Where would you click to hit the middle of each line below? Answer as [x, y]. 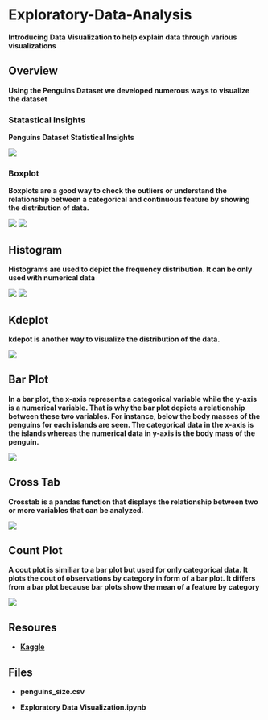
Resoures [33, 627]
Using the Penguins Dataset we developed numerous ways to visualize [129, 90]
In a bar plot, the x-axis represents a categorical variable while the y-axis [133, 399]
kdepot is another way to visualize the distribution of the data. [114, 339]
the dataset [28, 99]
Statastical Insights [47, 120]
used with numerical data [52, 278]
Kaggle [32, 647]
